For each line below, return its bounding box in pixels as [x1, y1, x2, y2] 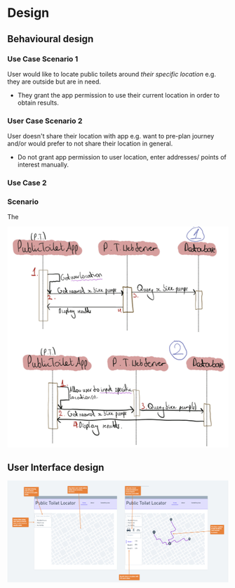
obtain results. [17, 98, 60, 107]
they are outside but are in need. [7, 77, 102, 86]
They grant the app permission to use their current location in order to [17, 91, 220, 99]
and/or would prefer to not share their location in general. [7, 139, 173, 148]
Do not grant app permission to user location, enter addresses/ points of [17, 153, 227, 162]
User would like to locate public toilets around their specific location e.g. [7, 70, 216, 78]
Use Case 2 [7, 178, 47, 188]
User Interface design [7, 462, 105, 473]
